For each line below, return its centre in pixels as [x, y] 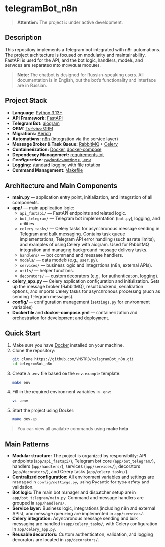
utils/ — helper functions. [47, 271]
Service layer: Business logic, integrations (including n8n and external [84, 508]
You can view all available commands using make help [73, 428]
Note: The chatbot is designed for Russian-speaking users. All [80, 75]
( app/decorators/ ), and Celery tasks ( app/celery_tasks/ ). [70, 472]
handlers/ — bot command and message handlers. [71, 255]
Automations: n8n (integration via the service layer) [65, 139]
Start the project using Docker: [43, 410]
